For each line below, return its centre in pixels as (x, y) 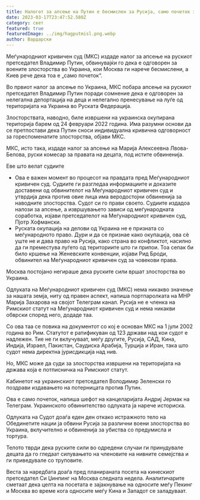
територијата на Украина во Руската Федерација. (69, 106)
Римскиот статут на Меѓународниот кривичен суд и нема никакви (91, 308)
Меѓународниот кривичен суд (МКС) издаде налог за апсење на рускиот (99, 56)
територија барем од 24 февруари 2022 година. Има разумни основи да (99, 124)
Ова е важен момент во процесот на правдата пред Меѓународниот (102, 178)
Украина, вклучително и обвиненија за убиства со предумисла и (89, 430)
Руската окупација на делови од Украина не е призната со (89, 228)
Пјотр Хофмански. (38, 222)
